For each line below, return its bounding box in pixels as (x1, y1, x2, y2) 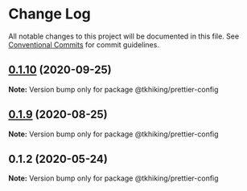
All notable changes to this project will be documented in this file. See (8, 31, 240, 41)
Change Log (8, 5, 91, 23)
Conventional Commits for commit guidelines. (8, 39, 159, 49)
